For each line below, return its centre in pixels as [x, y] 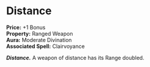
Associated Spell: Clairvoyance [46, 46]
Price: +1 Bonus [26, 27]
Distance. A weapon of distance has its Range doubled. [75, 58]
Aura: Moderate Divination [39, 40]
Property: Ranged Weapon [40, 33]
